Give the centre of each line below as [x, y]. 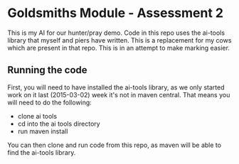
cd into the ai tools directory [59, 124]
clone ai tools [37, 116]
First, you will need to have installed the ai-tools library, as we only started [116, 87]
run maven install [43, 131]
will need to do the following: [50, 102]
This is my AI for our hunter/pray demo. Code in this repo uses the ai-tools [116, 33]
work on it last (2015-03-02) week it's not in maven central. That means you [119, 94]
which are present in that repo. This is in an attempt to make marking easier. [118, 48]
